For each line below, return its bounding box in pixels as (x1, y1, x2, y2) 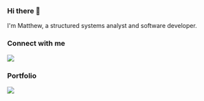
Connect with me (7, 39, 65, 48)
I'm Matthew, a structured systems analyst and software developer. (7, 22, 197, 30)
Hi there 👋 (7, 6, 41, 16)
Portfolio (7, 71, 37, 81)
